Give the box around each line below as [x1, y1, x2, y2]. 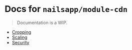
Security [11, 39, 29, 45]
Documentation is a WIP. [16, 20, 68, 25]
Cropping [11, 29, 31, 35]
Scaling [11, 34, 28, 40]
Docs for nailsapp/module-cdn [4, 3, 128, 15]
